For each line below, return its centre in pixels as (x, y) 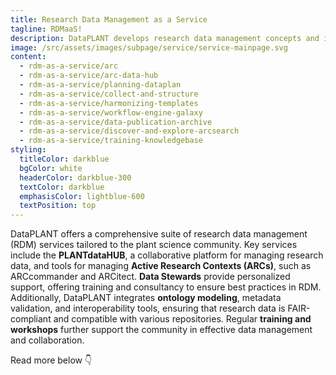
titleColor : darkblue (64, 159)
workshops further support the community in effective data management (161, 330)
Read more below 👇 (51, 360)
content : (28, 57)
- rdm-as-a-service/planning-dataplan (100, 85)
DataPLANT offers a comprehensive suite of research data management (159, 234)
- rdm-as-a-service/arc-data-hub (89, 76)
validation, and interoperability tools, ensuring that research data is (148, 308)
